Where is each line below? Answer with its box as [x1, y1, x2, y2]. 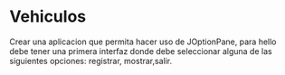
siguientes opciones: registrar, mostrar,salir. [9, 55, 173, 66]
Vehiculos [9, 6, 87, 27]
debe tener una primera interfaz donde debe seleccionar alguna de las [9, 45, 273, 56]
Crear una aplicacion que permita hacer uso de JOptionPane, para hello [9, 36, 278, 47]
